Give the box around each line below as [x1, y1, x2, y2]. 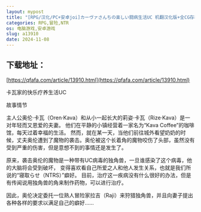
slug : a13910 [6, 31, 39, 37]
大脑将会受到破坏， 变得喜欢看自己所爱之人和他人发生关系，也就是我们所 [11, 164, 191, 171]
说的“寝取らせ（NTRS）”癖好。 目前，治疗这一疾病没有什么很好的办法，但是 [6, 171, 191, 179]
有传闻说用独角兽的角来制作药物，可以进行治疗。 [6, 179, 127, 186]
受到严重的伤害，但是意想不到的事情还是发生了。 [6, 144, 127, 151]
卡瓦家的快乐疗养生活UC [6, 88, 67, 96]
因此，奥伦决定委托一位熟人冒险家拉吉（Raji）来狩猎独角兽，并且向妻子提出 [6, 192, 193, 199]
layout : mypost [6, 8, 44, 15]
